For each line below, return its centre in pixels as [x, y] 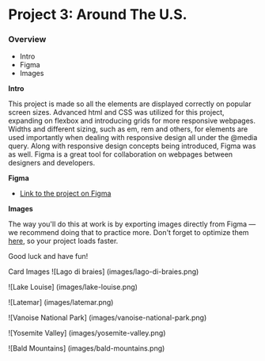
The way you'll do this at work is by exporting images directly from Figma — [132, 224]
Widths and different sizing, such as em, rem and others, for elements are [128, 129]
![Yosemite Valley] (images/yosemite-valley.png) [87, 333]
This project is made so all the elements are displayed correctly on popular [130, 104]
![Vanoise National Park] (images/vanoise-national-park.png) [108, 317]
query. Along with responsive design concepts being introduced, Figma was [132, 146]
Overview [27, 40]
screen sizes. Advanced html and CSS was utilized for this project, [116, 112]
